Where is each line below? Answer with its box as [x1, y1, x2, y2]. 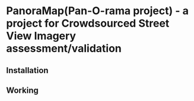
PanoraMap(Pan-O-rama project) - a [6, 4, 189, 18]
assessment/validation [6, 42, 122, 56]
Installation [6, 65, 49, 75]
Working [6, 85, 39, 95]
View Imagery [6, 30, 76, 43]
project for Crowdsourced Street [6, 17, 170, 30]
